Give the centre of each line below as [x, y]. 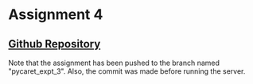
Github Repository [54, 44]
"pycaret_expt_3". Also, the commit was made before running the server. [127, 71]
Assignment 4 [56, 15]
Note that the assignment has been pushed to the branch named [114, 63]
